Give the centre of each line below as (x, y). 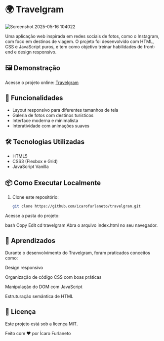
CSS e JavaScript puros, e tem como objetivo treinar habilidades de (74, 46)
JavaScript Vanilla (31, 167)
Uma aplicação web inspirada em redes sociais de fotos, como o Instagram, (82, 36)
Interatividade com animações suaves (51, 126)
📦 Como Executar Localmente (53, 183)
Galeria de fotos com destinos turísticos (53, 115)
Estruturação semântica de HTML (39, 296)
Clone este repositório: (36, 197)
